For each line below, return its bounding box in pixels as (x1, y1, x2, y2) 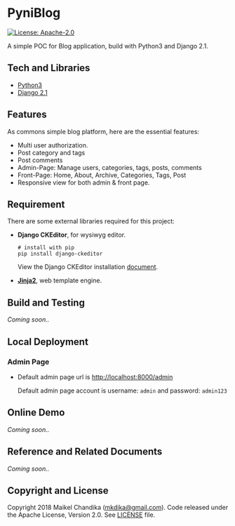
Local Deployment (7, 336, 89, 348)
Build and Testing (7, 296, 86, 308)
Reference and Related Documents (7, 446, 163, 458)
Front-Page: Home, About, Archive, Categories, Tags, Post (17, 171, 187, 179)
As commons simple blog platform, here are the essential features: (7, 127, 200, 136)
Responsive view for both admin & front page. (17, 178, 150, 187)
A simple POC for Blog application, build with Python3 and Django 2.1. (7, 41, 208, 50)
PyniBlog (7, 5, 61, 21)
